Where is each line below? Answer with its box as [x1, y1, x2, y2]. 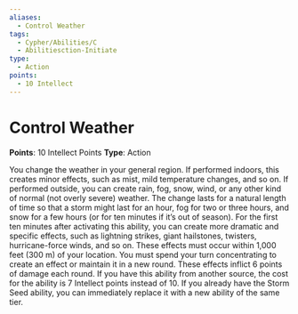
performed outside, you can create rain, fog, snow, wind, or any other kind [9, 183, 282, 194]
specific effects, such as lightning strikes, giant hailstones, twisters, [9, 230, 257, 241]
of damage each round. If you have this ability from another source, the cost [9, 268, 289, 278]
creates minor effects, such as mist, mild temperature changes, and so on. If [9, 173, 289, 184]
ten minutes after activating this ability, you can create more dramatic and [9, 221, 279, 231]
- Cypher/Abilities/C [17, 37, 98, 47]
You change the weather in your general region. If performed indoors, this [9, 164, 280, 174]
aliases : [9, 12, 42, 22]
